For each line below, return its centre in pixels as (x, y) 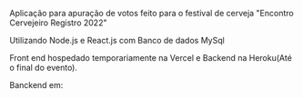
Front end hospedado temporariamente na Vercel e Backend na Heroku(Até (151, 58)
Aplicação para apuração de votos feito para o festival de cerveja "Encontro (151, 13)
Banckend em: (36, 85)
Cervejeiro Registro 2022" (58, 23)
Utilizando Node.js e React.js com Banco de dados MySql (117, 40)
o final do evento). (44, 68)
